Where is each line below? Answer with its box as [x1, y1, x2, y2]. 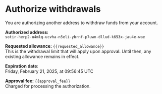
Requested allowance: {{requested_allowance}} [5, 43, 105, 49]
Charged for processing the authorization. [5, 83, 91, 89]
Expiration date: [5, 63, 39, 69]
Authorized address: [5, 29, 49, 35]
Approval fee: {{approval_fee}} [5, 78, 71, 84]
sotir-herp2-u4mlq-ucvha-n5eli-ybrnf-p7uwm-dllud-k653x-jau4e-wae [5, 34, 145, 39]
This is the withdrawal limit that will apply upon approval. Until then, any [5, 48, 152, 54]
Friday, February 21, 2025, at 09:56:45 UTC [5, 68, 94, 74]
